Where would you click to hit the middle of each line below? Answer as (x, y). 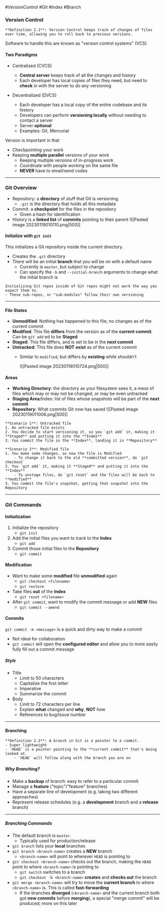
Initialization (18, 516)
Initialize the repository (35, 527)
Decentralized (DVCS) (34, 95)
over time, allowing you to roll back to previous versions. (69, 34)
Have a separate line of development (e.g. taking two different (75, 792)
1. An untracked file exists (35, 428)
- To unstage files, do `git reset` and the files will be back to (84, 475)
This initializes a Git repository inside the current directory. (64, 247)
